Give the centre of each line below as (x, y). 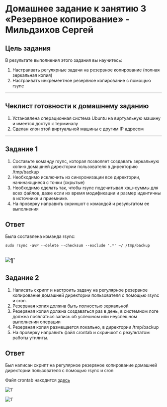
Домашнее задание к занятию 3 (76, 9)
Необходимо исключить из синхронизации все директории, (76, 177)
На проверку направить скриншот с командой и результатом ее (81, 203)
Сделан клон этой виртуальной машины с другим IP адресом (78, 129)
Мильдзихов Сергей (49, 30)
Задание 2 (22, 278)
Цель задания (28, 48)
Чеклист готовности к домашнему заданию (77, 106)
